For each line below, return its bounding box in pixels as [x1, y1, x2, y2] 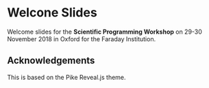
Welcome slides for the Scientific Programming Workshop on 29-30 [7, 27, 202, 36]
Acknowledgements [7, 55, 95, 67]
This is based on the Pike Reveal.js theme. [7, 73, 126, 81]
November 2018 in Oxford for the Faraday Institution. [7, 34, 156, 43]
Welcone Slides [7, 5, 97, 21]
